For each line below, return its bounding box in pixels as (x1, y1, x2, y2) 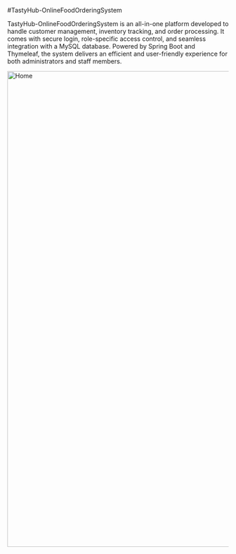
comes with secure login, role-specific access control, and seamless (7, 35, 206, 43)
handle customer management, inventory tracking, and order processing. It (7, 27, 225, 35)
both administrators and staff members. (7, 57, 122, 66)
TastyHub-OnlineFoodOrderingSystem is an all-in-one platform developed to (7, 20, 229, 27)
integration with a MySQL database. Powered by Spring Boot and (7, 42, 195, 50)
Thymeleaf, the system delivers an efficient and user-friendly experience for (7, 49, 228, 58)
